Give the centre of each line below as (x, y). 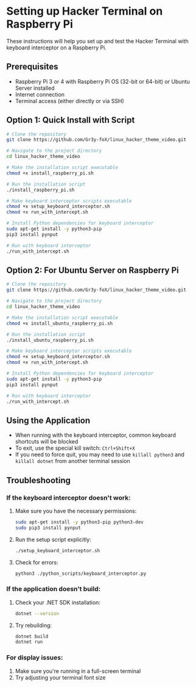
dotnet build (32, 636)
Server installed (35, 88)
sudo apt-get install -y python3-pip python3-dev (79, 522)
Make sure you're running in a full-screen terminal (78, 671)
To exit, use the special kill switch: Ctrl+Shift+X (75, 448)
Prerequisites (32, 67)
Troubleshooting (39, 480)
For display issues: (35, 658)
